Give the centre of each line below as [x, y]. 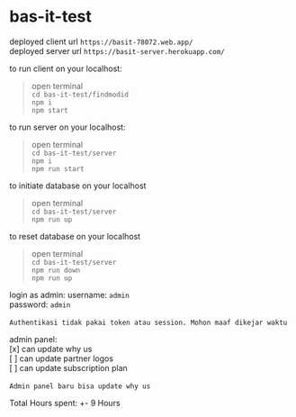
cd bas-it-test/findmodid [80, 95]
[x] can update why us [51, 349]
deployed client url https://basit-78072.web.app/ [101, 41]
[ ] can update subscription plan [68, 367]
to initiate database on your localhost [78, 186]
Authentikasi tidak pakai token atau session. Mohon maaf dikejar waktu [148, 322]
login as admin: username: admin [70, 295]
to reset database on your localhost [75, 236]
